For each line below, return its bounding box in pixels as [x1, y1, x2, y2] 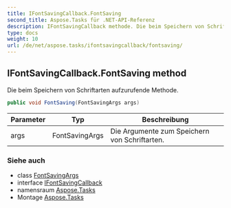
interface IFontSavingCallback [16, 178, 103, 187]
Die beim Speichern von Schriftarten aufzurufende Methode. [7, 85, 179, 94]
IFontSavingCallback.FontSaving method [7, 67, 187, 79]
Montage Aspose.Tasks [16, 193, 84, 201]
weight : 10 [7, 36, 38, 43]
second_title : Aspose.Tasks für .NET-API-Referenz [7, 17, 155, 23]
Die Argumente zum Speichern [110, 126, 210, 136]
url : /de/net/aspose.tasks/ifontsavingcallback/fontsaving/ [7, 42, 184, 49]
